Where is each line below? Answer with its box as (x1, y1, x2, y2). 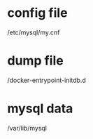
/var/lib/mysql (7, 124, 48, 132)
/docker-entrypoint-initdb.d (7, 76, 86, 84)
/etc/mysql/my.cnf (7, 28, 60, 37)
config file (7, 5, 68, 21)
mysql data (7, 100, 73, 117)
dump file (7, 53, 64, 69)
